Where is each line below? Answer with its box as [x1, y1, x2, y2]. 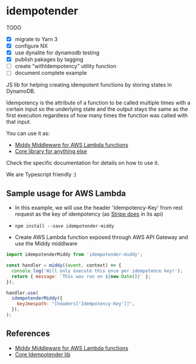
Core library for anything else [14, 148, 87, 155]
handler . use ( [6, 290, 39, 296]
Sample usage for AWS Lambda [6, 188, 127, 198]
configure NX [14, 42, 48, 49]
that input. [6, 118, 32, 126]
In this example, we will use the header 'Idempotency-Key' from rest [14, 204, 183, 212]
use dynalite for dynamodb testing [14, 49, 100, 56]
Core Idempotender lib [14, 351, 71, 358]
